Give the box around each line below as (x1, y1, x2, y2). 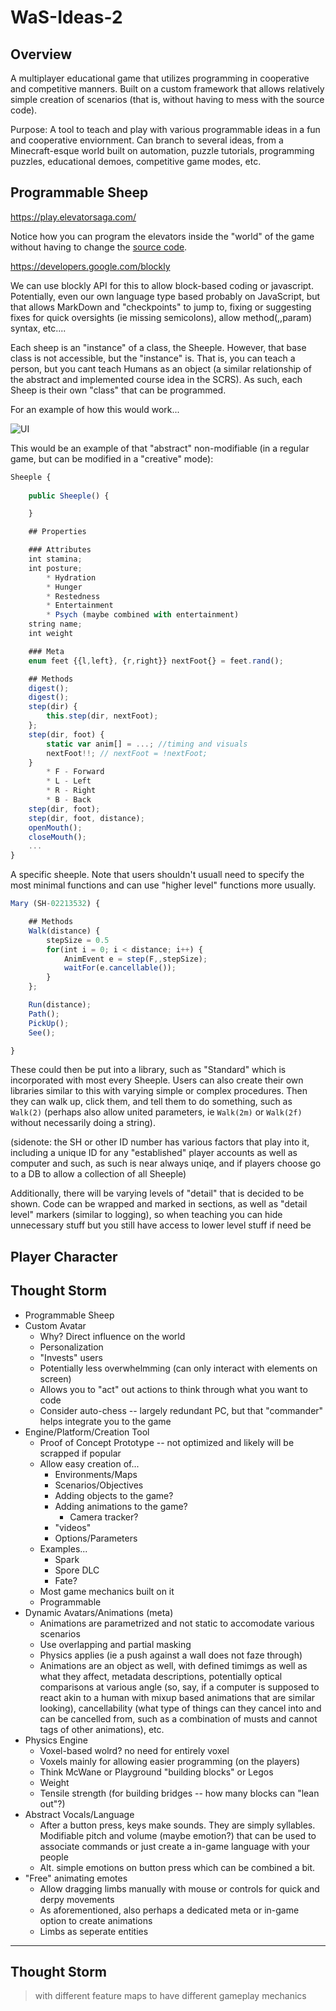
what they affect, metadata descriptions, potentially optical (39, 1670, 283, 1682)
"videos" (54, 1521, 92, 1533)
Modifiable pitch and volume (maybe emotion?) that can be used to (39, 1829, 317, 1841)
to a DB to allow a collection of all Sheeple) (10, 1168, 187, 1180)
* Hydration (46, 572, 97, 583)
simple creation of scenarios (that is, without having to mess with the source (10, 94, 325, 105)
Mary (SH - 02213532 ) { (10, 899, 101, 909)
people (39, 1851, 69, 1863)
